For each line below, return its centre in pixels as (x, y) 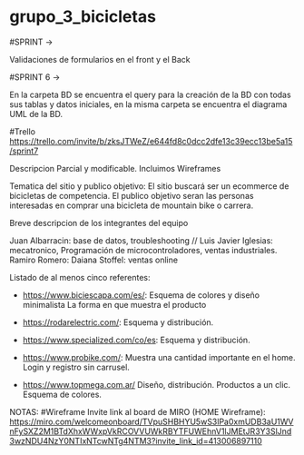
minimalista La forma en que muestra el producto (114, 304)
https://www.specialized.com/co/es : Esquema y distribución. (137, 340)
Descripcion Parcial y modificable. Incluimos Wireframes (115, 168)
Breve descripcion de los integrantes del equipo (99, 223)
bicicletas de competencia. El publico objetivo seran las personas (132, 195)
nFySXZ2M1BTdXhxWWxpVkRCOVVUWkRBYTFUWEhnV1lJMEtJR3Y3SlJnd (151, 431)
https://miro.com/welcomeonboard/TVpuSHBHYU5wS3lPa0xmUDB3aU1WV (152, 421)
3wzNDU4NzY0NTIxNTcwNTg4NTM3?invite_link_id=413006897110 (136, 440)
